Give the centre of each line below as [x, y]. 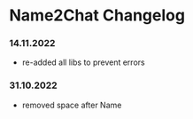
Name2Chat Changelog [97, 16]
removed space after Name [72, 105]
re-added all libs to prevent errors [83, 62]
